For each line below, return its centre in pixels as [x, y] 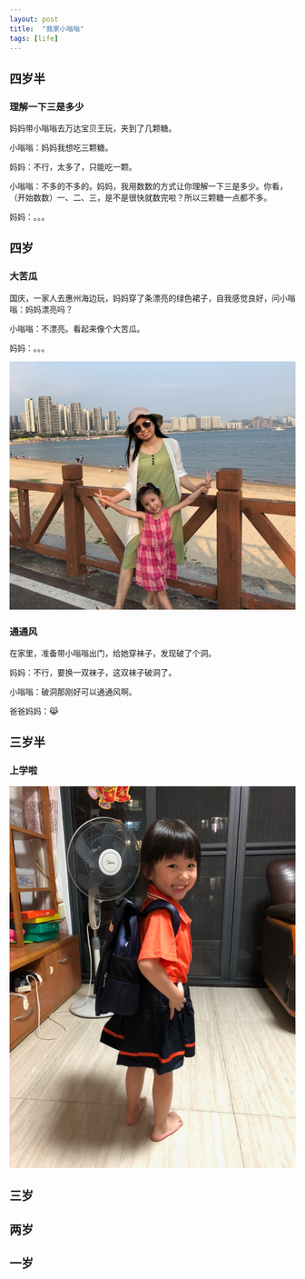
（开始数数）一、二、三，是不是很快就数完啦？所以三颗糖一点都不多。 [141, 198]
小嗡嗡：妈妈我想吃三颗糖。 [61, 148]
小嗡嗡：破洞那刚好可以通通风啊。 [73, 692]
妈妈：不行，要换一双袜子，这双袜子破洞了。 [93, 673]
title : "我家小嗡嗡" [47, 29]
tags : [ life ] [34, 38]
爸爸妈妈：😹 [34, 711]
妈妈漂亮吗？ [49, 309]
